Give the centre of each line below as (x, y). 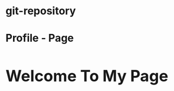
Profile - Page (40, 38)
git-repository (41, 11)
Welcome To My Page (87, 76)
